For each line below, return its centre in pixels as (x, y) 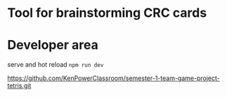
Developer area (53, 45)
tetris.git (19, 86)
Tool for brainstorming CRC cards (107, 13)
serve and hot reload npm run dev (56, 65)
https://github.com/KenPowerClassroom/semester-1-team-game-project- (113, 78)
